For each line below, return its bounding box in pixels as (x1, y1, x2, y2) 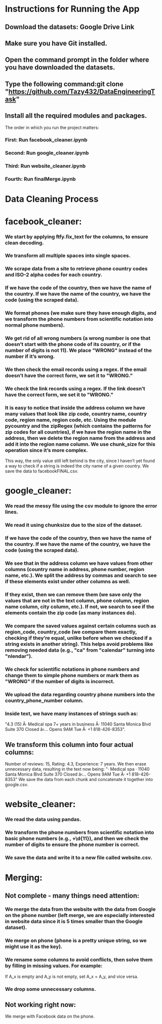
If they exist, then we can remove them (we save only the (5, 591, 142, 598)
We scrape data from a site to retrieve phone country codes (5, 265, 148, 272)
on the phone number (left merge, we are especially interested (5, 912, 155, 919)
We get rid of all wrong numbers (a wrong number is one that (5, 335, 151, 342)
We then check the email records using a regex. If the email (5, 366, 147, 373)
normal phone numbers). (5, 322, 65, 329)
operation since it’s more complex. (5, 447, 88, 453)
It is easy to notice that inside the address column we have (5, 404, 146, 411)
